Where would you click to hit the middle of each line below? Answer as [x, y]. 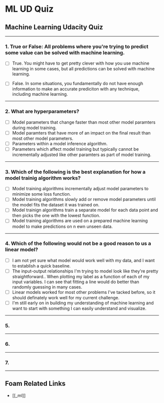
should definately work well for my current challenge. [66, 298]
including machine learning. [40, 94]
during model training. [34, 128]
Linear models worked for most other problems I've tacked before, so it [84, 292]
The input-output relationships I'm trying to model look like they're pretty [85, 271]
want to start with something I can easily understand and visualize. [79, 309]
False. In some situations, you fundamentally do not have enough [78, 84]
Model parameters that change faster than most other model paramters [84, 122]
